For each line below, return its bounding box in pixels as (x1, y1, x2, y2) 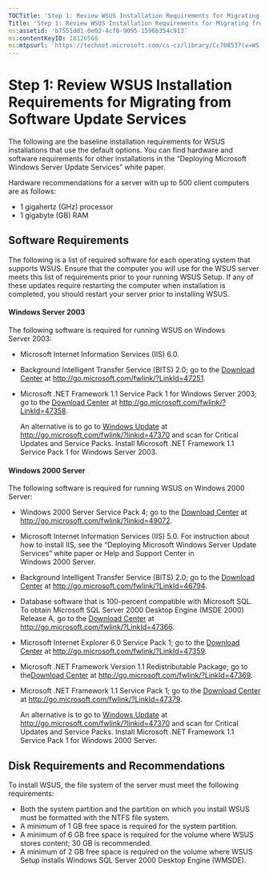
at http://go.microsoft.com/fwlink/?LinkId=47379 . (19, 695, 183, 704)
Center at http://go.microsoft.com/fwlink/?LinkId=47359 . (19, 647, 207, 656)
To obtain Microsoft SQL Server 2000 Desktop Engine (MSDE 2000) (19, 605, 244, 615)
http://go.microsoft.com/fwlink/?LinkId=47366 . (19, 623, 175, 632)
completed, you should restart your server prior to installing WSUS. (8, 289, 230, 298)
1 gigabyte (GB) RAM (19, 210, 89, 221)
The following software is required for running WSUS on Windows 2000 (8, 483, 246, 493)
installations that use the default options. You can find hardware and (8, 145, 234, 155)
